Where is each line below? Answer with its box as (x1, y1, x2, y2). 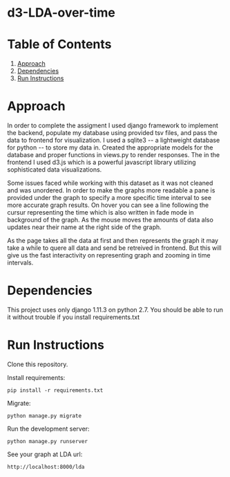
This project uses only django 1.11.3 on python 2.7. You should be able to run (7, 306, 223, 314)
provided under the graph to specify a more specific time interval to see (7, 194, 212, 202)
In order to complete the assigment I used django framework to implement (7, 121, 219, 129)
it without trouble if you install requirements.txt (7, 313, 140, 321)
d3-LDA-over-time (7, 5, 115, 21)
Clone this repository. (7, 360, 68, 368)
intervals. (7, 258, 34, 267)
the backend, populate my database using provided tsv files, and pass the (7, 129, 218, 137)
